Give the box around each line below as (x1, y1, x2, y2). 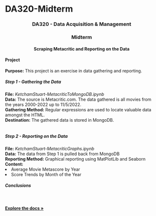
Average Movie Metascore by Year (11, 166, 80, 172)
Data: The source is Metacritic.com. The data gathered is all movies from (5, 96, 152, 102)
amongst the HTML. (5, 112, 45, 118)
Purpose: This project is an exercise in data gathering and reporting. (5, 68, 142, 73)
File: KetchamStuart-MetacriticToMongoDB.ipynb (5, 91, 104, 97)
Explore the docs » (5, 205, 44, 211)
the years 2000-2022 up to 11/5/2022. (5, 101, 82, 108)
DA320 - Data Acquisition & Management (32, 21, 132, 28)
